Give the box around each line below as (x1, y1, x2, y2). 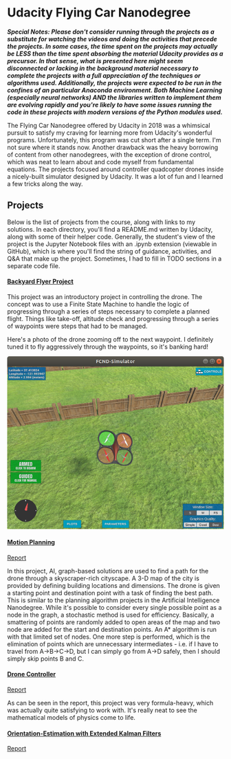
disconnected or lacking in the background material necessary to (7, 64, 199, 72)
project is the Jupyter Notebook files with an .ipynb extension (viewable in (7, 239, 217, 248)
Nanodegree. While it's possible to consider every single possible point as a (7, 603, 222, 611)
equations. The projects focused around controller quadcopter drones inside (7, 165, 224, 173)
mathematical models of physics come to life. (7, 713, 136, 721)
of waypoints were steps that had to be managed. (7, 322, 148, 330)
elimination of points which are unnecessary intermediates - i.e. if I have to (7, 639, 219, 648)
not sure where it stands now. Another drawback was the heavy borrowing (7, 143, 219, 151)
